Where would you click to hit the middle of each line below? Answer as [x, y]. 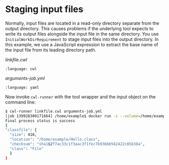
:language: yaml [22, 87]
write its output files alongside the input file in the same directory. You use [82, 34]
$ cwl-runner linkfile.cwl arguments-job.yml [54, 111]
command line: [21, 102]
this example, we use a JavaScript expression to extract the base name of [82, 44]
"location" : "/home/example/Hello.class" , [55, 139]
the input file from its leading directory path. [51, 50]
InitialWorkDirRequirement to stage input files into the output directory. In [82, 39]
